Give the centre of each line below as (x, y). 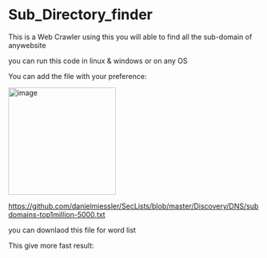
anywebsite (27, 45)
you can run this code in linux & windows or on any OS (98, 61)
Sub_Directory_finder (81, 15)
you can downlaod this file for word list (72, 230)
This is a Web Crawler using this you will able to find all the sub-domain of (130, 37)
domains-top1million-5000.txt (57, 214)
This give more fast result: (51, 245)
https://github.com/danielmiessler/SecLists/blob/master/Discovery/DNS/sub (133, 206)
